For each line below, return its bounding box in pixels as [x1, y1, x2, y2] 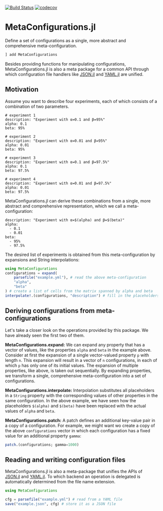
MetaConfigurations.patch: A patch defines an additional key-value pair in [5, 417, 155, 423]
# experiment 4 [5, 176, 36, 182]
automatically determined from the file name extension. [5, 479, 115, 485]
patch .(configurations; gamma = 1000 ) [5, 442, 79, 447]
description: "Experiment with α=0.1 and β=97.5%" [5, 159, 110, 165]
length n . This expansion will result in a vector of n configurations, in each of [5, 357, 158, 363]
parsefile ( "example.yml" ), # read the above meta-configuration [14, 275, 147, 280]
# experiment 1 [5, 113, 36, 118]
